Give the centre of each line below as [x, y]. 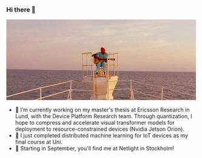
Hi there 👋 [21, 10]
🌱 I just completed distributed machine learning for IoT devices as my [102, 136]
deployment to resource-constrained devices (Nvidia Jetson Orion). [100, 129]
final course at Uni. [39, 142]
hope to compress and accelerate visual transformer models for [95, 123]
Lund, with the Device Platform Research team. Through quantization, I [103, 116]
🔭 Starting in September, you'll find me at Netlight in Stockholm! [95, 148]
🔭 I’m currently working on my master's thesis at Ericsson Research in [102, 110]
